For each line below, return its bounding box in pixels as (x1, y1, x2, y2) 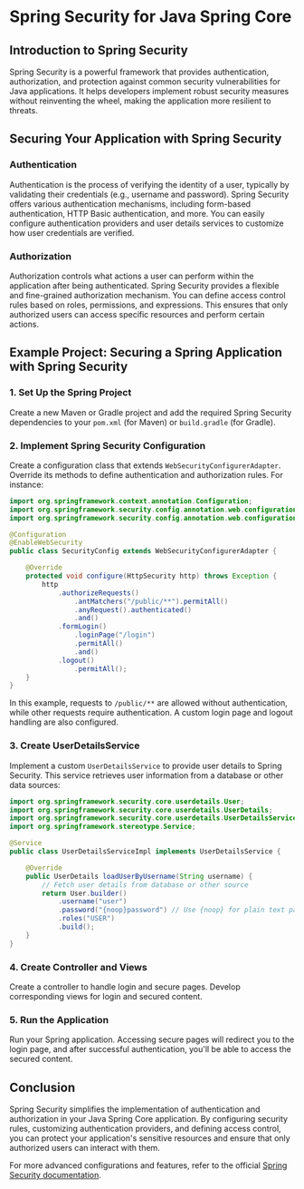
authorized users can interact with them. (9, 1143, 160, 1154)
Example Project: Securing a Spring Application (9, 345, 283, 360)
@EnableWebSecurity (9, 538, 83, 548)
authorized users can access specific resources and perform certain (9, 308, 265, 319)
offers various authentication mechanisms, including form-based (9, 198, 252, 210)
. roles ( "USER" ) (57, 914, 116, 923)
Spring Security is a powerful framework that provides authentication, (9, 66, 270, 77)
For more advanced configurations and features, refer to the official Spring (9, 1160, 288, 1171)
